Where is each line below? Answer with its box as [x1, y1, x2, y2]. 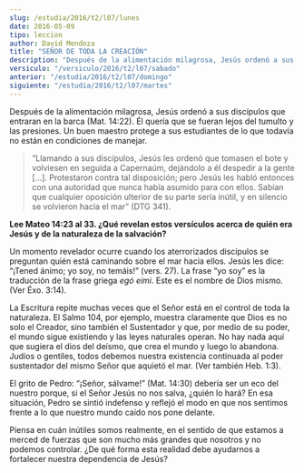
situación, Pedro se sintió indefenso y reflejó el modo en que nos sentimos [9, 397, 289, 408]
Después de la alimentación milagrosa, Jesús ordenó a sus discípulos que [9, 106, 286, 116]
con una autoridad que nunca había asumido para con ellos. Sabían [31, 181, 284, 192]
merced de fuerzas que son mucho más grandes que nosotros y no [9, 434, 261, 445]
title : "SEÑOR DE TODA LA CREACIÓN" [9, 47, 148, 56]
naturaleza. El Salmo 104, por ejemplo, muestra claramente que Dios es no [9, 311, 288, 323]
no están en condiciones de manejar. [9, 135, 148, 146]
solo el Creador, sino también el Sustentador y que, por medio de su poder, [9, 321, 290, 332]
